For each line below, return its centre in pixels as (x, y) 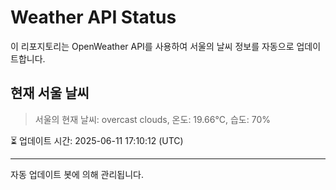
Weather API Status (93, 17)
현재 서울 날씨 (50, 93)
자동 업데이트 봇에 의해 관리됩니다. (77, 174)
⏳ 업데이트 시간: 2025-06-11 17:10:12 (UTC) (97, 140)
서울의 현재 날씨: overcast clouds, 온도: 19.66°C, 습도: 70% (152, 119)
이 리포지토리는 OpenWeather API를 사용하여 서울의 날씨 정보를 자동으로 (152, 46)
